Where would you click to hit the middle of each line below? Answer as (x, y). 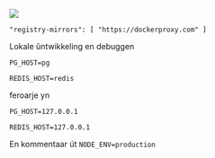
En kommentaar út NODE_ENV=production (82, 144)
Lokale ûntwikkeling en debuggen (72, 46)
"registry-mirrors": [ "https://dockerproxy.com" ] (108, 30)
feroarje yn (30, 95)
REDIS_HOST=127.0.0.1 (50, 127)
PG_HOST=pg (30, 63)
